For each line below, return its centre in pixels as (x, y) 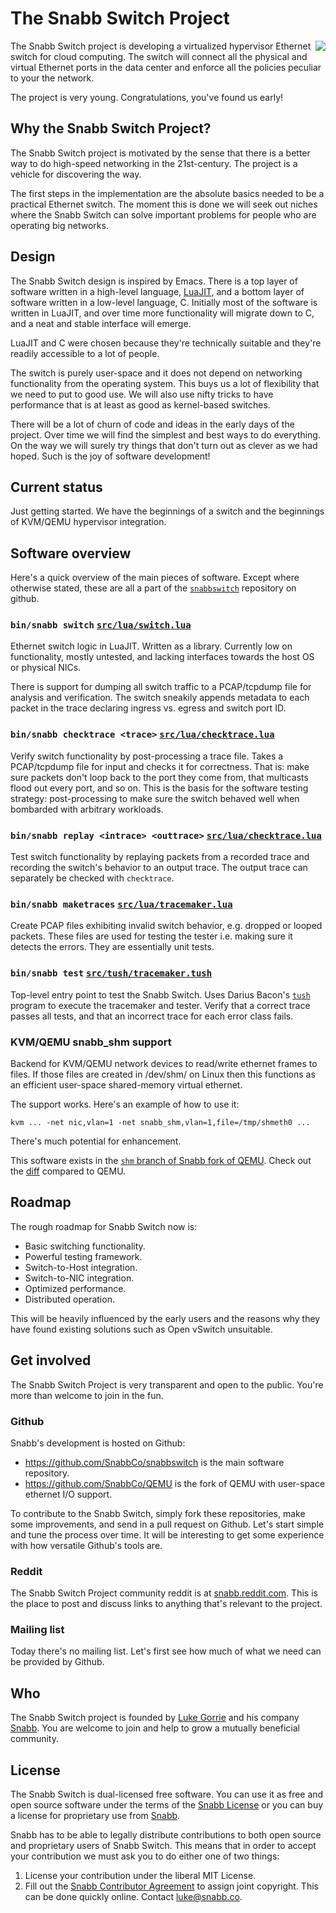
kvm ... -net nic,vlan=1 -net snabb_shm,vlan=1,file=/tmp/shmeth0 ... (160, 1122)
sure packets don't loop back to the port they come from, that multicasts (159, 777)
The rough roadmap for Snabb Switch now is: (104, 1226)
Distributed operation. (69, 1299)
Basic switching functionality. (85, 1246)
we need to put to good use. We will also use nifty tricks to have (142, 394)
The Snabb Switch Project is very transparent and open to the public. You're (167, 1384)
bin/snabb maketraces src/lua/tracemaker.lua (121, 904)
